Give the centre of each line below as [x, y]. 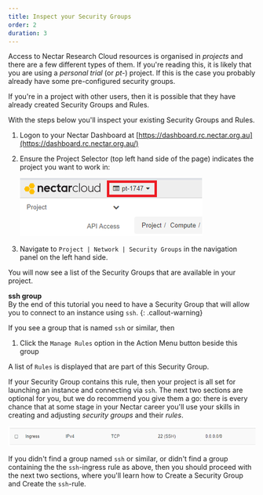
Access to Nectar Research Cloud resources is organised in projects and [126, 56]
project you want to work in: [65, 167]
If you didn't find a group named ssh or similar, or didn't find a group [118, 458]
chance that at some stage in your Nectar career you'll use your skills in [124, 407]
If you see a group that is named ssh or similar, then [91, 328]
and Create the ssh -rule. [47, 483]
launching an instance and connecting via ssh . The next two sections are [126, 390]
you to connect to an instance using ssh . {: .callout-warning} [106, 313]
